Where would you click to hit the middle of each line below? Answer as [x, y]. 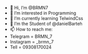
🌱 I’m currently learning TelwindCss [46, 18]
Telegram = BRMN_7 [31, 36]
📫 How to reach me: [31, 29]
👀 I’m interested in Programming [43, 13]
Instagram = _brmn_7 [32, 42]
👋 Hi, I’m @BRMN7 [29, 8]
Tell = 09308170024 [30, 47]
